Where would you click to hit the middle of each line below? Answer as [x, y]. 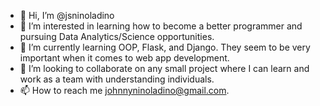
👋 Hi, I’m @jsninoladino [67, 15]
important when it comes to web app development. [124, 58]
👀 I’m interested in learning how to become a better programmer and [161, 26]
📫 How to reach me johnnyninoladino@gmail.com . [124, 90]
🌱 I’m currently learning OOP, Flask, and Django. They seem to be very [165, 47]
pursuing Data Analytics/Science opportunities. [117, 36]
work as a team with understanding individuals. [117, 79]
